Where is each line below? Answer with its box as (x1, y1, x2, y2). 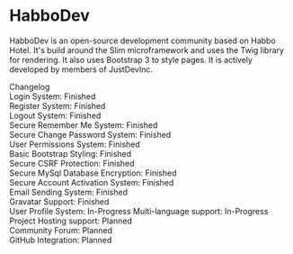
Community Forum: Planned (9, 224, 113, 235)
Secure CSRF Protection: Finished (9, 158, 135, 168)
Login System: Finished (9, 91, 96, 102)
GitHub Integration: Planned (9, 234, 112, 245)
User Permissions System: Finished (9, 139, 141, 150)
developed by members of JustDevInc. (9, 64, 154, 75)
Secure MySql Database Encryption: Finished (9, 168, 177, 178)
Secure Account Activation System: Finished (9, 177, 174, 187)
